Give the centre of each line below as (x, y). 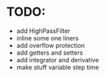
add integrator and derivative (57, 60)
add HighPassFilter (43, 31)
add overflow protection (51, 45)
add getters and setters (50, 53)
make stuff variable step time (57, 67)
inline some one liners (47, 38)
